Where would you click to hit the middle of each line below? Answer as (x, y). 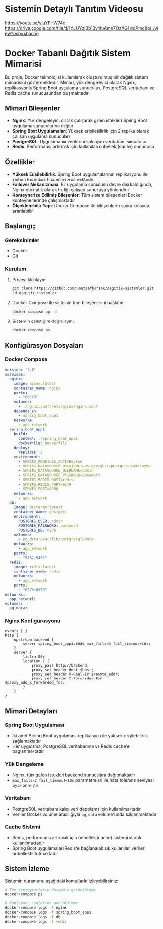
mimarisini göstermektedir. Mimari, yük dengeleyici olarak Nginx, (71, 82)
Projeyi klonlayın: (29, 280)
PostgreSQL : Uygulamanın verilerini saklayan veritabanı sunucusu (79, 141)
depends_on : (26, 411)
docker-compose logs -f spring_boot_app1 (48, 912)
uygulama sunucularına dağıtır (43, 125)
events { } (16, 631)
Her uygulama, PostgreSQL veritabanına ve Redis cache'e (71, 746)
